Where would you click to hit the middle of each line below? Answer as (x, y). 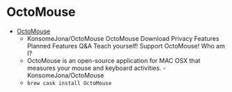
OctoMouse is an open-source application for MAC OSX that (114, 60)
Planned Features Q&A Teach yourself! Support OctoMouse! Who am (126, 46)
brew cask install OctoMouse (69, 83)
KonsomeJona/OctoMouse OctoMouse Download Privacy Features (123, 38)
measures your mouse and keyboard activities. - (96, 68)
